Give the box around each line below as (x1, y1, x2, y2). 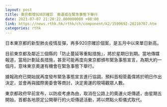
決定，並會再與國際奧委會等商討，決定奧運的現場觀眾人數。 (5, 80, 127, 86)
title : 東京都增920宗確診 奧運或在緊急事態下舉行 (5, 12, 98, 17)
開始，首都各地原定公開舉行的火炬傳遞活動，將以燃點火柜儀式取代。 (5, 97, 145, 103)
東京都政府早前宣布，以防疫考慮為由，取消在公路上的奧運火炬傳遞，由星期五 (5, 91, 162, 97)
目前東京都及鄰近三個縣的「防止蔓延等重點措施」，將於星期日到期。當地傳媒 (5, 51, 160, 57)
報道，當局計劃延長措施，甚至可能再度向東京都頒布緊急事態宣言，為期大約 (5, 57, 158, 63)
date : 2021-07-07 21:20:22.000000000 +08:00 (5, 16, 99, 21)
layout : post (5, 7, 32, 12)
